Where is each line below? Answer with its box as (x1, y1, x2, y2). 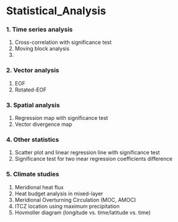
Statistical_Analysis (6, 4, 107, 18)
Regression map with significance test (14, 115, 109, 122)
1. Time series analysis (6, 26, 73, 34)
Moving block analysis (14, 45, 70, 52)
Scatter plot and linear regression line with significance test (14, 149, 160, 156)
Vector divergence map (14, 120, 72, 128)
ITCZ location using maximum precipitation (14, 202, 120, 210)
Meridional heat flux (14, 183, 64, 191)
